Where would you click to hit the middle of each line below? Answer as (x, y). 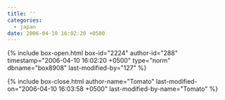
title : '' (22, 14)
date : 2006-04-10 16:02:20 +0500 (56, 33)
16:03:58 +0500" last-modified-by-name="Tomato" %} (139, 89)
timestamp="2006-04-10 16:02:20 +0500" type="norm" (89, 61)
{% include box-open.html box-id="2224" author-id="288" (92, 53)
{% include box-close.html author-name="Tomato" (81, 82)
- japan (25, 27)
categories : (25, 20)
